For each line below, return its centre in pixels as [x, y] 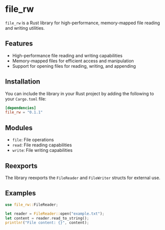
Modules [19, 128]
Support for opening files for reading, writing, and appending [74, 66]
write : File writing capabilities [42, 150]
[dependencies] [21, 108]
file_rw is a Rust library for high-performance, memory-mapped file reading [82, 23]
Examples [20, 193]
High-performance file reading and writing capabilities [67, 55]
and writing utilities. [25, 28]
